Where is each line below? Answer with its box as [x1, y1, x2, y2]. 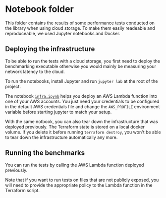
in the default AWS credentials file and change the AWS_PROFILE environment [5, 103, 160, 110]
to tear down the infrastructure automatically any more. [5, 134, 118, 140]
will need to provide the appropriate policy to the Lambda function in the [5, 182, 153, 188]
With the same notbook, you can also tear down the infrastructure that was [5, 118, 158, 125]
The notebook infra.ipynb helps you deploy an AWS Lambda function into [5, 93, 158, 99]
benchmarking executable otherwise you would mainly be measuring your [5, 63, 157, 69]
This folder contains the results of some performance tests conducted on [5, 20, 155, 26]
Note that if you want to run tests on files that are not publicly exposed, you [5, 177, 159, 183]
